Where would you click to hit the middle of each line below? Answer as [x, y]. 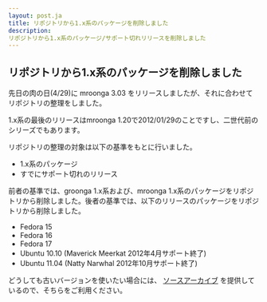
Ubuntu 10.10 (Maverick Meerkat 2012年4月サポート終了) [113, 253]
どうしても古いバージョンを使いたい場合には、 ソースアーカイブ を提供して [132, 280]
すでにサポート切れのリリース [69, 174]
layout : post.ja [35, 16]
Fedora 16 [36, 236]
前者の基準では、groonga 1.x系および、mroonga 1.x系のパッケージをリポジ [131, 191]
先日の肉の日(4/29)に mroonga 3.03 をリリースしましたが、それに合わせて [131, 93]
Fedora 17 [36, 244]
